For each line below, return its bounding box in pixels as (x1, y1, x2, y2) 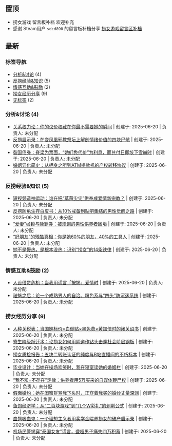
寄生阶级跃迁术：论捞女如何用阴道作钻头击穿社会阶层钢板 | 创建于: (12, 338, 154, 344)
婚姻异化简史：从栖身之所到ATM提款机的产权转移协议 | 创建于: (12, 162, 145, 168)
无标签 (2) (12, 96, 34, 103)
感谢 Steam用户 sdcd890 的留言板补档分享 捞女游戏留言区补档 (12, 25, 142, 31)
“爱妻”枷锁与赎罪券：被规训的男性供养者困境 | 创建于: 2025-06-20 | (12, 221, 156, 227)
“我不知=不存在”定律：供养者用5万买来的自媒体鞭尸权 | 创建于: (12, 377, 145, 383)
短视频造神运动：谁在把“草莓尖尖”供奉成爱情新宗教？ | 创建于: (12, 195, 144, 201)
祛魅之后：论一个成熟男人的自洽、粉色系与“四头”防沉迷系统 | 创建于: (12, 293, 158, 299)
